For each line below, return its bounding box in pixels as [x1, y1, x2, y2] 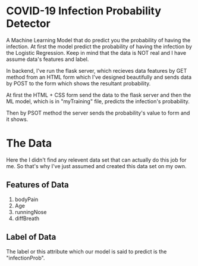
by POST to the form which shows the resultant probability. [6, 79, 151, 87]
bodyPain [14, 196, 39, 203]
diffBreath [14, 215, 40, 222]
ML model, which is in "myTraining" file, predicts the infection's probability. [6, 97, 190, 105]
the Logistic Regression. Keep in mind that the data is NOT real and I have [6, 49, 186, 56]
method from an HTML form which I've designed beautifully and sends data [6, 73, 192, 81]
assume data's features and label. [6, 55, 89, 63]
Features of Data [6, 180, 70, 190]
